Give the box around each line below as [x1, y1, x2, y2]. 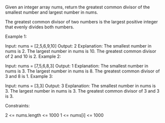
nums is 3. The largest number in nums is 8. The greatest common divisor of [5, 68, 160, 74]
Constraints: [5, 103, 30, 108]
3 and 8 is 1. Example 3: [5, 74, 53, 79]
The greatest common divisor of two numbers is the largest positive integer [5, 19, 158, 25]
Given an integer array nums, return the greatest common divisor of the [5, 4, 150, 10]
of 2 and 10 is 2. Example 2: [5, 53, 62, 59]
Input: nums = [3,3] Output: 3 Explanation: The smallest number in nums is [5, 83, 156, 89]
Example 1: [5, 34, 27, 39]
